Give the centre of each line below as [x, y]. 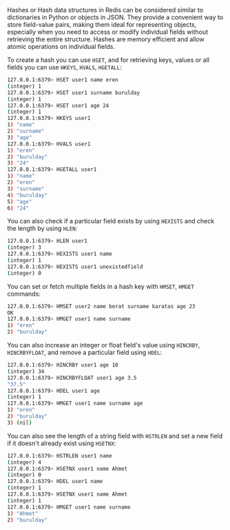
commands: [24, 294]
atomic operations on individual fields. [61, 47]
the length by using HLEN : [42, 228]
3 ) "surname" [26, 189]
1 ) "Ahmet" [23, 513]
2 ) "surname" [26, 131]
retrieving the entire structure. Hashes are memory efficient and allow [106, 39]
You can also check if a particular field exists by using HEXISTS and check [111, 221]
